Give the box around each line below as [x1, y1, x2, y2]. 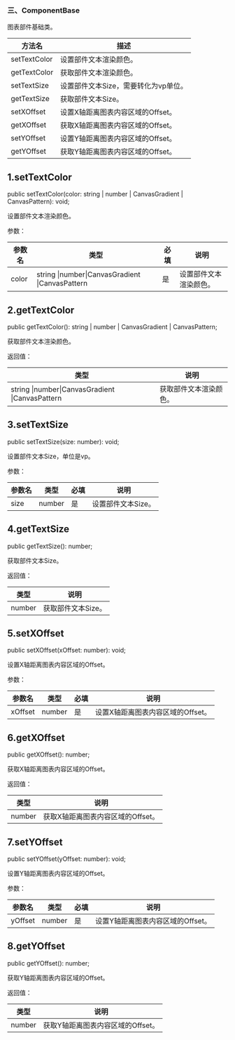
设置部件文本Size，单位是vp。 [7, 452, 94, 460]
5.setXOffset [7, 627, 64, 639]
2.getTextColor [7, 304, 75, 316]
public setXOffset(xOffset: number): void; [7, 646, 126, 655]
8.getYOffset [7, 940, 65, 952]
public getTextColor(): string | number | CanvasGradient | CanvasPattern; [7, 322, 218, 331]
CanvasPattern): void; [7, 197, 70, 206]
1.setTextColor [7, 171, 72, 183]
